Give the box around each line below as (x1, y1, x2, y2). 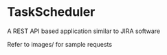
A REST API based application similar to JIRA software (7, 27, 161, 35)
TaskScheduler (7, 4, 96, 20)
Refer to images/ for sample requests (7, 40, 112, 48)
